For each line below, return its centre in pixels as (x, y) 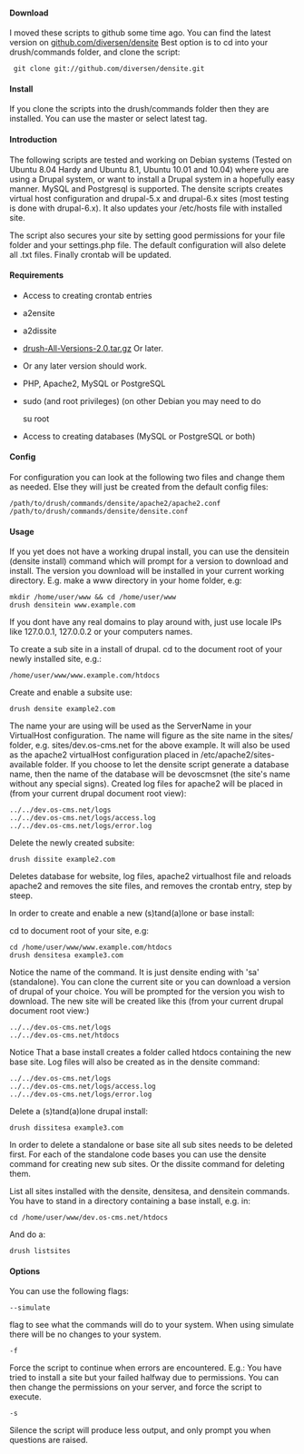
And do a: (28, 1234)
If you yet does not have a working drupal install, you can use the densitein (149, 552)
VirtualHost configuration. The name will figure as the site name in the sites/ (151, 736)
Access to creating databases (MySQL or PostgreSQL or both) (139, 436)
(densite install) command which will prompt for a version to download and (149, 561)
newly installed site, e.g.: (56, 659)
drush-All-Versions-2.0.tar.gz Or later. (93, 348)
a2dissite (39, 331)
